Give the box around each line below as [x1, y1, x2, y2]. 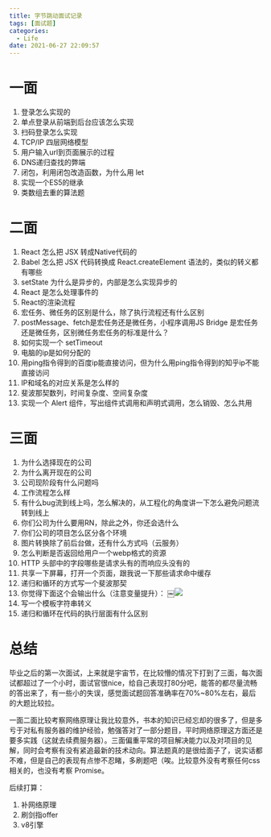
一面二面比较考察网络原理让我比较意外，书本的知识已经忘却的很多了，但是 [9, 715, 256, 725]
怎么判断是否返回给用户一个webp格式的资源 [20, 548, 167, 557]
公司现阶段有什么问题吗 [20, 477, 99, 487]
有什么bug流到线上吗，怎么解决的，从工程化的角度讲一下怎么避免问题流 [20, 497, 260, 508]
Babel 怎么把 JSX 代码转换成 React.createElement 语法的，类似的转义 [20, 257, 252, 267]
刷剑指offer [20, 810, 59, 819]
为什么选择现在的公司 [20, 457, 92, 467]
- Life [16, 34, 39, 43]
